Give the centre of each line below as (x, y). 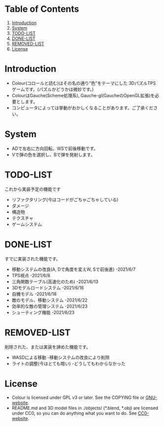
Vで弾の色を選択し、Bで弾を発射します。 (53, 154)
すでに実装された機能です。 (33, 259)
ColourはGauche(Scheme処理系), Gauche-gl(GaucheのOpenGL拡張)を (83, 95)
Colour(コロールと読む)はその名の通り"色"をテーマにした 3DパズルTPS (84, 83)
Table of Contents (42, 9)
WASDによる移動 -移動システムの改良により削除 (61, 357)
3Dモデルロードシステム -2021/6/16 (48, 287)
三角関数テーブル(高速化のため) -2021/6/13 (55, 282)
